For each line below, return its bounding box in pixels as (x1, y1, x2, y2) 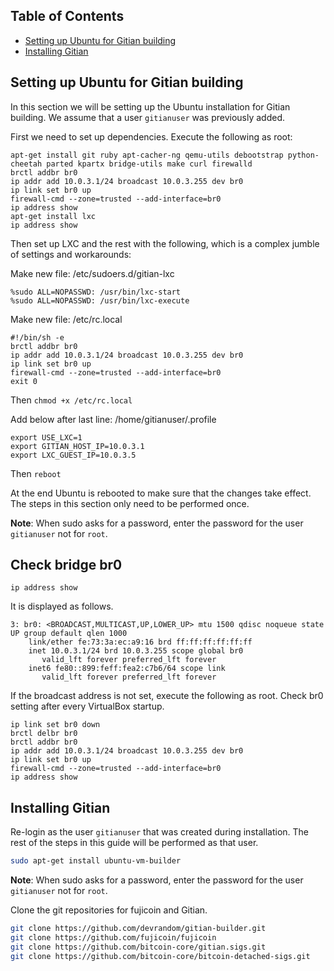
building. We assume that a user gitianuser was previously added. (10, 111, 286, 123)
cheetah (10, 159, 43, 169)
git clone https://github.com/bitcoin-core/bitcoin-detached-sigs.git (10, 951, 311, 961)
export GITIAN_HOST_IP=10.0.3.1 (10, 441, 145, 451)
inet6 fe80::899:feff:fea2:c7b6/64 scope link (28, 664, 226, 674)
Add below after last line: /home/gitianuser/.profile (10, 413, 217, 425)
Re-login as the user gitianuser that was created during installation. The (10, 826, 310, 838)
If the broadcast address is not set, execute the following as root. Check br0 (10, 690, 324, 702)
